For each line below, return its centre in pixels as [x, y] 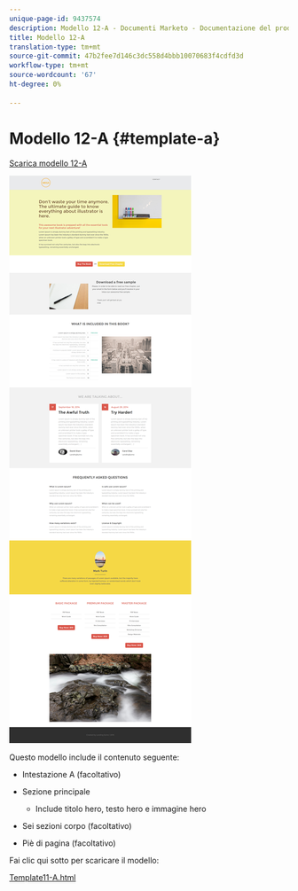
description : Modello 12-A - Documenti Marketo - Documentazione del [141, 28]
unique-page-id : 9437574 [55, 19]
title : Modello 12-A [47, 37]
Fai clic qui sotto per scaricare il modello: [84, 860]
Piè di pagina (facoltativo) [69, 843]
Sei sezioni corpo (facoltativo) [77, 825]
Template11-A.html [43, 877]
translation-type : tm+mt [55, 47]
